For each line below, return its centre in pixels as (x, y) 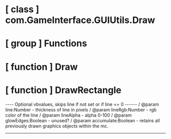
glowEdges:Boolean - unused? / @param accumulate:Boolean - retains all (83, 120)
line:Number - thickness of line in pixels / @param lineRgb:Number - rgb (81, 109)
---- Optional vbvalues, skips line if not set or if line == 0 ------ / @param (82, 104)
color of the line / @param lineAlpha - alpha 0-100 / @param (69, 115)
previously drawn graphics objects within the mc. (57, 126)
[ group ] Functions (46, 44)
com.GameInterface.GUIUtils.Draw (80, 20)
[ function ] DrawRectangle (63, 90)
